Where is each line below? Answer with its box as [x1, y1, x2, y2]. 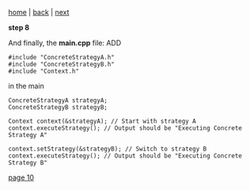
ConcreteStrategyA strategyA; [8, 97, 108, 104]
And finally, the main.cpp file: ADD [8, 38, 122, 47]
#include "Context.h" [8, 67, 80, 75]
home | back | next [8, 8, 70, 17]
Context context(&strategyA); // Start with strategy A [8, 117, 196, 125]
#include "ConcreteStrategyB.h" [8, 60, 115, 68]
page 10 [8, 173, 34, 182]
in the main [8, 82, 45, 90]
